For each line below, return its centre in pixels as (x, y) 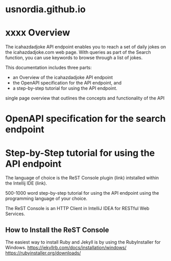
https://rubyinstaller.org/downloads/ (43, 253)
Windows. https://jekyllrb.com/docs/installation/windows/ (66, 248)
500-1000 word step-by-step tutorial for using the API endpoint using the (82, 193)
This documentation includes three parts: (48, 68)
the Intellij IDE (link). (26, 183)
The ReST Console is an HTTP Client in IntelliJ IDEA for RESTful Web (77, 208)
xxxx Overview (38, 33)
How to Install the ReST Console (57, 230)
